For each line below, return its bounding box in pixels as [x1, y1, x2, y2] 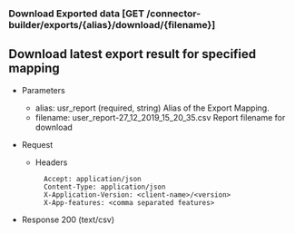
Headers [34, 157, 68, 168]
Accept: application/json [43, 174, 142, 183]
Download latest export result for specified [8, 46, 257, 62]
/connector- [145, 7, 202, 20]
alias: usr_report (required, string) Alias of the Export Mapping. [34, 102, 270, 113]
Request [21, 139, 54, 150]
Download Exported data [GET [8, 7, 145, 20]
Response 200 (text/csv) [21, 214, 115, 225]
